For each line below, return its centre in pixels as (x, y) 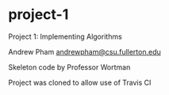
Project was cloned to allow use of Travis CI (80, 82)
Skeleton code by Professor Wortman (69, 67)
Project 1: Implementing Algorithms (65, 36)
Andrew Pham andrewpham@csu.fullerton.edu (84, 51)
